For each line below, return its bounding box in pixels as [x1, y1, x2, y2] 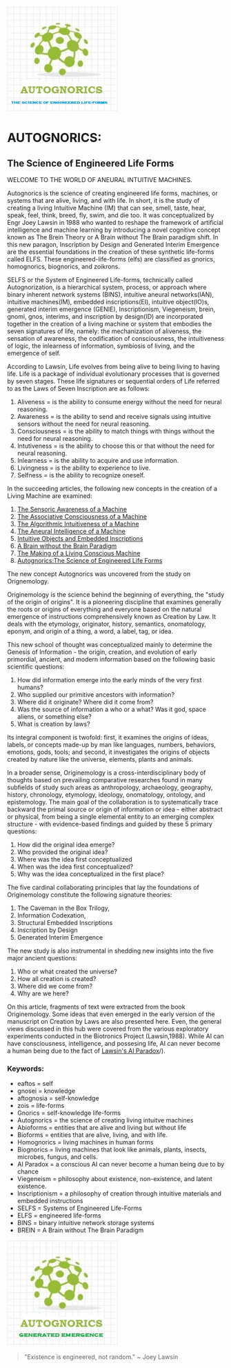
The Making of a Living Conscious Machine [17, 549, 141, 557]
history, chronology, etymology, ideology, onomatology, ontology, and [7, 791, 205, 799]
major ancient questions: [7, 954, 78, 962]
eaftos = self [17, 1080, 54, 1088]
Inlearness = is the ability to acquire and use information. [17, 457, 179, 464]
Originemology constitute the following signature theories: [7, 891, 172, 899]
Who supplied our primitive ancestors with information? [17, 691, 175, 699]
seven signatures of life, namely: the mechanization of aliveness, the [7, 327, 202, 335]
